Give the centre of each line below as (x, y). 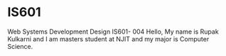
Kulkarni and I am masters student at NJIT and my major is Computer (108, 38)
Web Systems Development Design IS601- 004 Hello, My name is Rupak (113, 31)
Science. (20, 46)
